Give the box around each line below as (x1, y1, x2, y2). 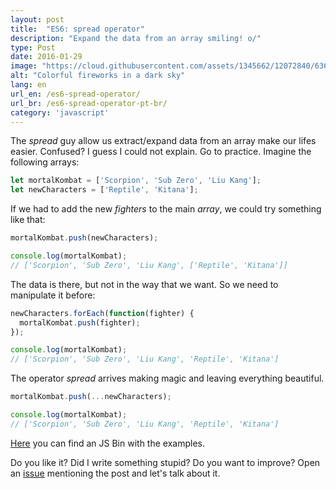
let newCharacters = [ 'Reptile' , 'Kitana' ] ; (10, 185, 199, 195)
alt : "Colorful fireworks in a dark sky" (10, 71, 186, 81)
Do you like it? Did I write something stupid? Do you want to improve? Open (10, 456, 321, 468)
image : (10, 61, 38, 71)
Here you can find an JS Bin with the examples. (10, 437, 205, 449)
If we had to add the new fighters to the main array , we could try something (10, 203, 322, 215)
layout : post (10, 14, 65, 25)
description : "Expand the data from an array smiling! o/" (10, 33, 262, 43)
